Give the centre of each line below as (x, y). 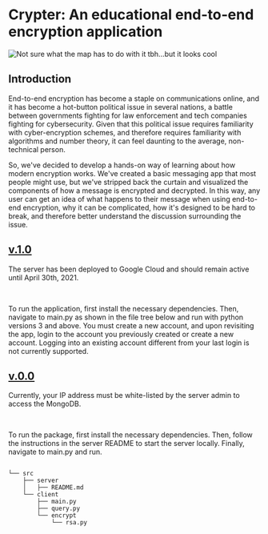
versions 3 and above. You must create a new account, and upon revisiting (131, 325)
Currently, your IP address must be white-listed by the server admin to (124, 395)
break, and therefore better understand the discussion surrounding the (125, 216)
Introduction (40, 79)
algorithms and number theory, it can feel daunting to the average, (118, 141)
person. (52, 149)
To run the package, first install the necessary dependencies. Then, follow (131, 435)
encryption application (86, 32)
